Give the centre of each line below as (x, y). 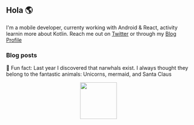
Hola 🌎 (20, 10)
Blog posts (22, 55)
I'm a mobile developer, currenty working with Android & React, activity (92, 27)
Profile (14, 40)
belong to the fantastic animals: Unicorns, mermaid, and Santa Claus (89, 74)
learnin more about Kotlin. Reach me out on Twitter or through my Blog (91, 33)
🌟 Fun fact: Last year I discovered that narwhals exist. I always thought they (97, 68)
